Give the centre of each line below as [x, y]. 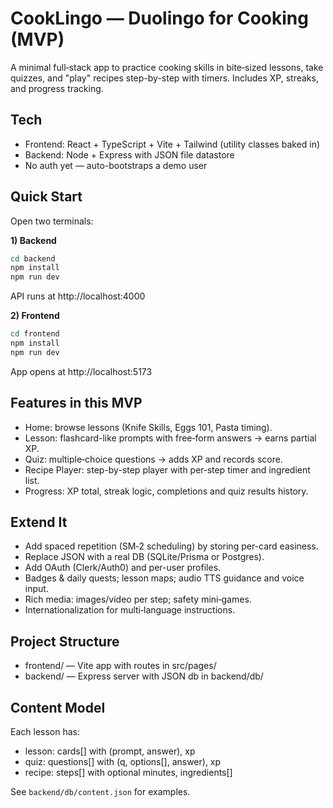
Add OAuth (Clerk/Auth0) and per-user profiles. [123, 568]
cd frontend [35, 334]
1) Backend [33, 240]
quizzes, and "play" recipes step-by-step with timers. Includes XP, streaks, [164, 78]
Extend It [39, 522]
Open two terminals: [52, 221]
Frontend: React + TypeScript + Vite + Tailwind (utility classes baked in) [172, 144]
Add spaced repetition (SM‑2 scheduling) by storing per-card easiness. [171, 546]
